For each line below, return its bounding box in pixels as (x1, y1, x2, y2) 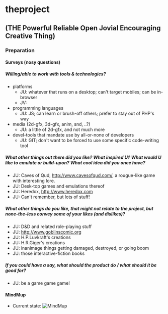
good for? (5, 267, 26, 274)
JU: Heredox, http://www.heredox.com (12, 189, 93, 195)
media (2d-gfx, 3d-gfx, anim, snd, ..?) (12, 121, 91, 127)
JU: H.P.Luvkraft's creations (12, 234, 71, 240)
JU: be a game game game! (12, 280, 70, 286)
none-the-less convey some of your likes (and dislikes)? (5, 211, 126, 217)
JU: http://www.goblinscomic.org (12, 229, 81, 235)
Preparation (5, 47, 35, 54)
